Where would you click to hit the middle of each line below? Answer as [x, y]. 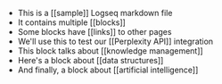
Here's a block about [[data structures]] [90, 60]
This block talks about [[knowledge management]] [110, 51]
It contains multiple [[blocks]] [72, 22]
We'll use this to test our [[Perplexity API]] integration [115, 41]
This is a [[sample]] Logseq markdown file [95, 13]
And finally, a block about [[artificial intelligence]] [108, 70]
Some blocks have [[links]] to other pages [95, 32]
